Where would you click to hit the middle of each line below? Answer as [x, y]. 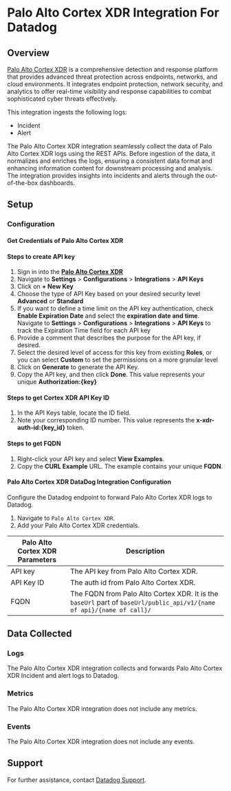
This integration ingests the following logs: [67, 112]
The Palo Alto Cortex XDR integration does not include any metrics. [102, 708]
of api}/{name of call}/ [110, 610]
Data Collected [40, 634]
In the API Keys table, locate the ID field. [74, 413]
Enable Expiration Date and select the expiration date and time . [108, 316]
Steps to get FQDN [34, 443]
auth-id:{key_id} [41, 428]
